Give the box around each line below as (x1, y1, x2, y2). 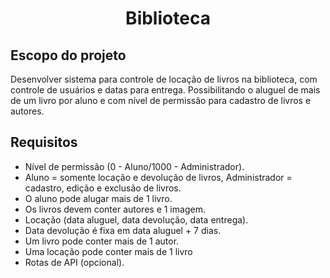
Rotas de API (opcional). (24, 256, 125, 268)
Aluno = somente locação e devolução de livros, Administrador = (24, 171, 293, 183)
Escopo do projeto (10, 47, 127, 64)
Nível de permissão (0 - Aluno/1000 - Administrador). (24, 160, 245, 172)
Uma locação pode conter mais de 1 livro (24, 245, 193, 257)
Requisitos (10, 134, 78, 151)
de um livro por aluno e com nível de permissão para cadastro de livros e (10, 95, 312, 106)
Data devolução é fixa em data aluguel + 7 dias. (24, 224, 222, 236)
